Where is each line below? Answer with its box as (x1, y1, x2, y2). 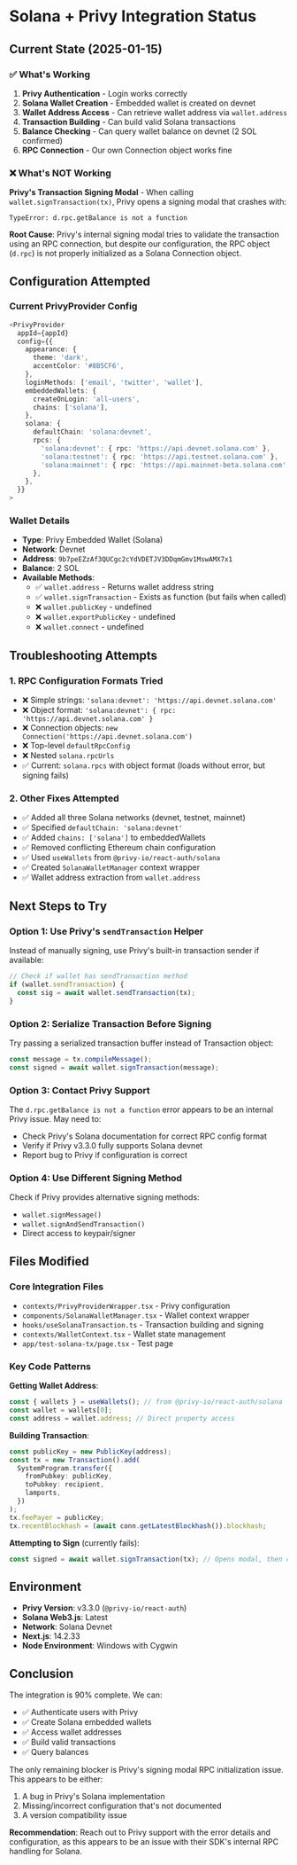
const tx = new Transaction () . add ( (9, 1455, 141, 1464)
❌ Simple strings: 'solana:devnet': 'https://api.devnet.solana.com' (21, 694, 277, 706)
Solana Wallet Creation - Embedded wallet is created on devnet (21, 98, 256, 108)
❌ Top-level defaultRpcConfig (21, 741, 131, 751)
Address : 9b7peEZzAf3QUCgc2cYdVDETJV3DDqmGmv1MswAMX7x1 (21, 553, 232, 564)
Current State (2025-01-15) (9, 42, 163, 57)
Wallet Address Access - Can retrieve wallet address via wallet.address (21, 106, 287, 117)
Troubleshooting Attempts (9, 647, 157, 662)
